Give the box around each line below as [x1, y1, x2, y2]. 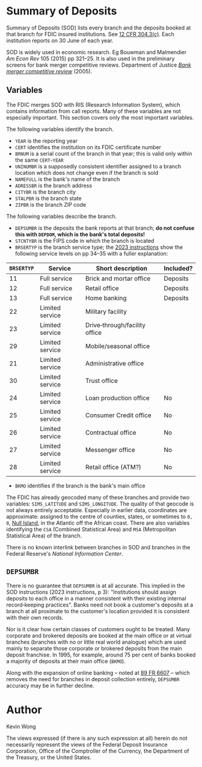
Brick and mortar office [85, 274, 151, 283]
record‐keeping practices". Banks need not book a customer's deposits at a [6, 601, 194, 608]
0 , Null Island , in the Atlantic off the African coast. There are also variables [6, 519, 190, 527]
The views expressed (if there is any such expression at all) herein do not [6, 735, 188, 742]
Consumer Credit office [85, 411, 151, 419]
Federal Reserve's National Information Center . [6, 550, 123, 557]
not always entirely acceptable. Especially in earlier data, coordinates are [6, 506, 188, 513]
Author [6, 703, 42, 717]
